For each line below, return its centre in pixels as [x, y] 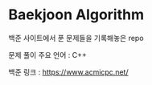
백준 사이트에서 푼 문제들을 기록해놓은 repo [76, 38]
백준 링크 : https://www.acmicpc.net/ [68, 72]
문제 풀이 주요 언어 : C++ [47, 55]
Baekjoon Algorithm [76, 15]
